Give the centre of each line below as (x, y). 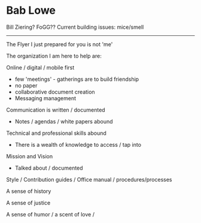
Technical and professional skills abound (56, 133)
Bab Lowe (31, 10)
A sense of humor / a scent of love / (50, 214)
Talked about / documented (49, 168)
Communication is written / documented (56, 110)
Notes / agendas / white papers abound (64, 121)
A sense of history (29, 191)
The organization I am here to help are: (54, 56)
